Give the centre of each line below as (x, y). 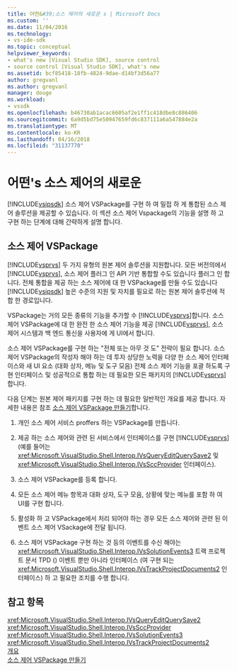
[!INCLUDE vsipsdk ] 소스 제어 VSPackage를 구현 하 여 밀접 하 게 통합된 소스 (113, 204)
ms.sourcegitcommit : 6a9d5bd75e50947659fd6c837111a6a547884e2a (103, 119)
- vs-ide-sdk (27, 40)
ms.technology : (30, 34)
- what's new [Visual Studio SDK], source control (83, 60)
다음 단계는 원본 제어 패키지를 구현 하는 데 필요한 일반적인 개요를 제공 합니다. (113, 399)
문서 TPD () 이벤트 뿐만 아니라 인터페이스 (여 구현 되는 (100, 560)
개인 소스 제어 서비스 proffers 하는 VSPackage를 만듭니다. (99, 422)
